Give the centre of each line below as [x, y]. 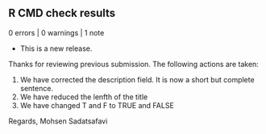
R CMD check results [62, 13]
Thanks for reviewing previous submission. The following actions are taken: [134, 64]
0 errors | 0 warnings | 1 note [56, 32]
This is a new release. [56, 48]
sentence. [37, 88]
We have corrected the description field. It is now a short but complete [137, 79]
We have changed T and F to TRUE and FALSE [97, 105]
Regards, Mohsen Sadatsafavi [58, 121]
